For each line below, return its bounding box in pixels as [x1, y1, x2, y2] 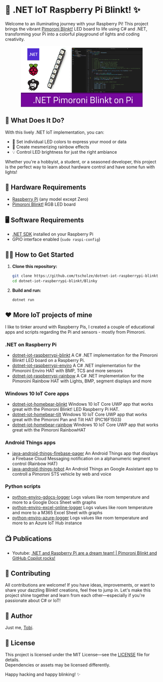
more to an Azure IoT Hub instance [12, 520, 82, 526]
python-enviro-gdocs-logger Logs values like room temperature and [12, 494, 149, 500]
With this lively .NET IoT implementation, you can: [5, 129, 105, 135]
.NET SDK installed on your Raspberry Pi [12, 231, 93, 237]
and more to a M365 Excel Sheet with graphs [12, 509, 103, 515]
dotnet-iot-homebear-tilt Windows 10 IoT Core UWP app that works [12, 412, 147, 417]
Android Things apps [5, 439, 56, 446]
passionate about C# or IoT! [5, 598, 61, 604]
